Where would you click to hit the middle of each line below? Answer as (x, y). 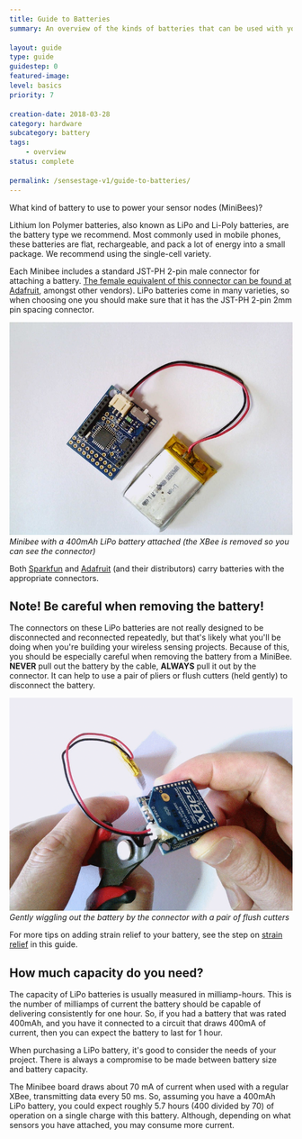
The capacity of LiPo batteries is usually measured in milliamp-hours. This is (151, 995)
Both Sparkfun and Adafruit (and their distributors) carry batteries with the (147, 569)
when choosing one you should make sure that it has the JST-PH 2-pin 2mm (151, 300)
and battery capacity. (49, 1070)
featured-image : (40, 77)
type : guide (31, 57)
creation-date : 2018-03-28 (60, 114)
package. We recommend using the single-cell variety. (111, 253)
